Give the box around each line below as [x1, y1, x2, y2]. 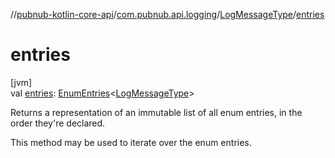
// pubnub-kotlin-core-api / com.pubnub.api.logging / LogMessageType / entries [10, 9, 325, 20]
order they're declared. [10, 117, 106, 129]
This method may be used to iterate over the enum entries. [10, 136, 252, 148]
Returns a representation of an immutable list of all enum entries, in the [10, 106, 303, 118]
